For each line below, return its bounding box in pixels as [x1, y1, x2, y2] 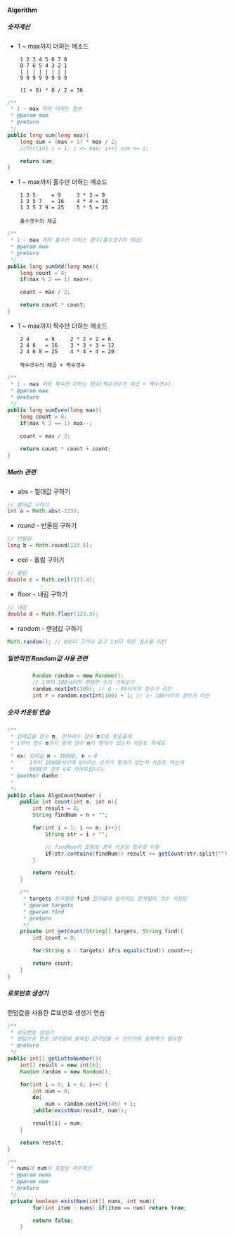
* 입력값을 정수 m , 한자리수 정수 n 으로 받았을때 [10, 733, 132, 740]
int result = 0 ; [32, 805, 80, 812]
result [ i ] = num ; [32, 1120, 83, 1127]
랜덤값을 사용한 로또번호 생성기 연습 [7, 1008, 105, 1016]
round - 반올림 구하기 [17, 522, 77, 530]
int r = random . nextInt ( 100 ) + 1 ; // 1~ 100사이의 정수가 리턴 [32, 692, 209, 699]
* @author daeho [10, 772, 58, 779]
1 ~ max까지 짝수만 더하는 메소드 [17, 321, 107, 330]
